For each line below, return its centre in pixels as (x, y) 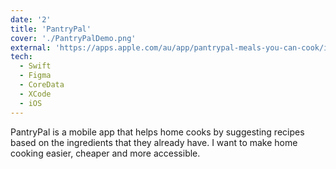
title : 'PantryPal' (51, 29)
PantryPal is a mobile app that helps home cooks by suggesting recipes (157, 132)
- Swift (35, 66)
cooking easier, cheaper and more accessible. (105, 153)
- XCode (35, 94)
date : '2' (31, 19)
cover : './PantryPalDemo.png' (73, 38)
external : (31, 47)
